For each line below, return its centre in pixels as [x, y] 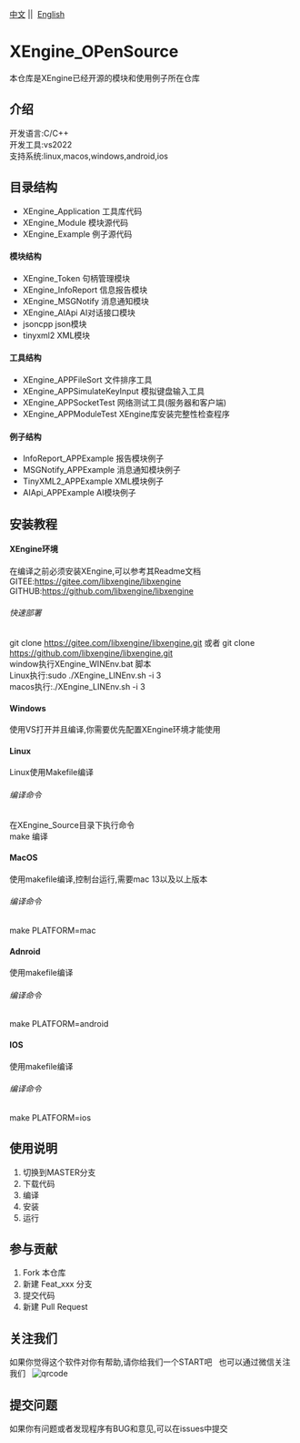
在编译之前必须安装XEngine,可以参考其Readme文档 [105, 571]
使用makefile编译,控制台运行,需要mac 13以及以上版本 [109, 879]
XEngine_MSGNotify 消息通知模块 [86, 301]
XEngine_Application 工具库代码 [82, 211]
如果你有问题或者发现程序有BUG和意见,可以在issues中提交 [119, 1428]
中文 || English [37, 14]
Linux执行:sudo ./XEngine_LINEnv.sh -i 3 [85, 675]
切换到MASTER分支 [59, 1172]
